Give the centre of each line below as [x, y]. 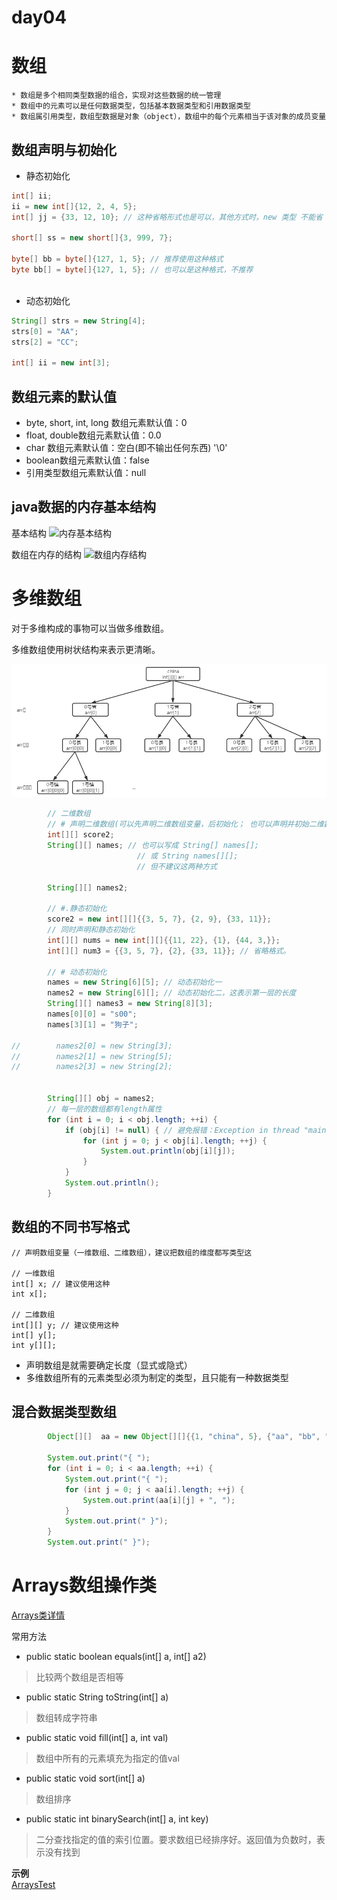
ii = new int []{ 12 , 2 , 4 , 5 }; [74, 206]
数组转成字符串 [66, 1718]
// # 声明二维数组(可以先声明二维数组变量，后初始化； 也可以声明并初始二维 [185, 824]
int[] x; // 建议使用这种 [61, 1284]
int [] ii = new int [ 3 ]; [61, 363]
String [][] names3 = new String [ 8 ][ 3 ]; [130, 1004]
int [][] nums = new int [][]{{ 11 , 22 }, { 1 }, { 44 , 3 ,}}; [164, 940]
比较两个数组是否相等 [79, 1677]
